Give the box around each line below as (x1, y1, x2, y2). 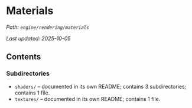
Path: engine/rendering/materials (6, 23, 90, 31)
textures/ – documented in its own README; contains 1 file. (14, 95, 161, 102)
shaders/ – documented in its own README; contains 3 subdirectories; (14, 83, 187, 90)
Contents (6, 52, 41, 62)
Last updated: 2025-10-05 (6, 35, 71, 42)
